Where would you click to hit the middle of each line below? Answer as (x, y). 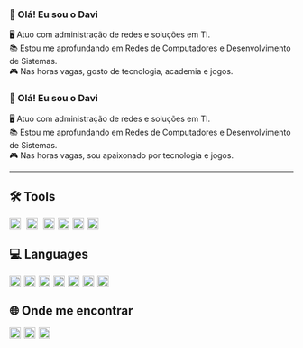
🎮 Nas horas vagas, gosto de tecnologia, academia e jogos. (121, 71)
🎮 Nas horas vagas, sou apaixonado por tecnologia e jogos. (122, 155)
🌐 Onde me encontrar (71, 310)
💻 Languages (49, 254)
